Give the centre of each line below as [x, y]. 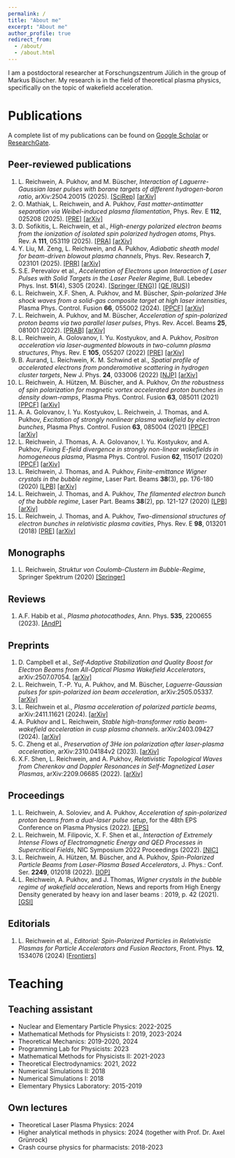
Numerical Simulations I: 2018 [61, 1078]
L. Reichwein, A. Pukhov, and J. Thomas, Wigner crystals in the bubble [120, 880]
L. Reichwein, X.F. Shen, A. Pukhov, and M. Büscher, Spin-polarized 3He [122, 293]
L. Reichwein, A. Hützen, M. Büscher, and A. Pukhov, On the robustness [121, 382]
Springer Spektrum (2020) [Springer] [71, 577]
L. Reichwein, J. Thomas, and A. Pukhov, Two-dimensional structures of [122, 516]
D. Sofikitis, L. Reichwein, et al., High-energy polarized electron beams [120, 226]
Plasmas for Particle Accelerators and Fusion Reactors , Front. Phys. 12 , [121, 948]
